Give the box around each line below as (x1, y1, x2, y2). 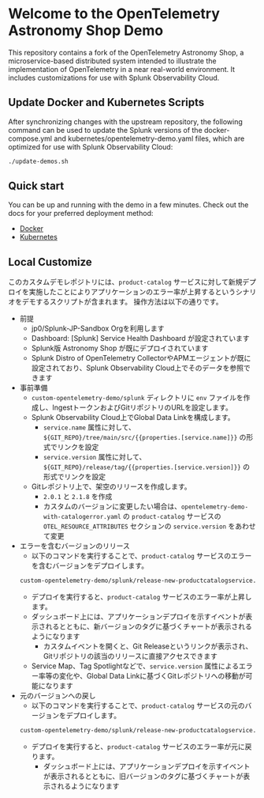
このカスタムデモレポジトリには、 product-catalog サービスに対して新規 (8, 278, 243, 287)
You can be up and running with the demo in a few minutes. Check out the (8, 200, 249, 210)
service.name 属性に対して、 (43, 422, 136, 432)
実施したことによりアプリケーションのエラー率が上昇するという (28, 287, 236, 297)
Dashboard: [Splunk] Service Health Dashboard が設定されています (31, 334, 250, 343)
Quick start (8, 180, 65, 193)
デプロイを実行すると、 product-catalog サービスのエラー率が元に (31, 742, 246, 751)
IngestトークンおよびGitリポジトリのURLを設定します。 (52, 403, 232, 412)
